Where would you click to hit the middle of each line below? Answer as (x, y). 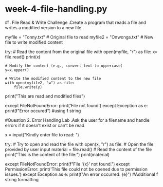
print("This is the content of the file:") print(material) (57, 154)
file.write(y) (28, 87)
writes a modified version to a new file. (44, 27)
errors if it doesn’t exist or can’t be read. (45, 125)
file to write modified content (34, 42)
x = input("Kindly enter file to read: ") (42, 134)
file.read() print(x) (23, 56)
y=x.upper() (17, 70)
